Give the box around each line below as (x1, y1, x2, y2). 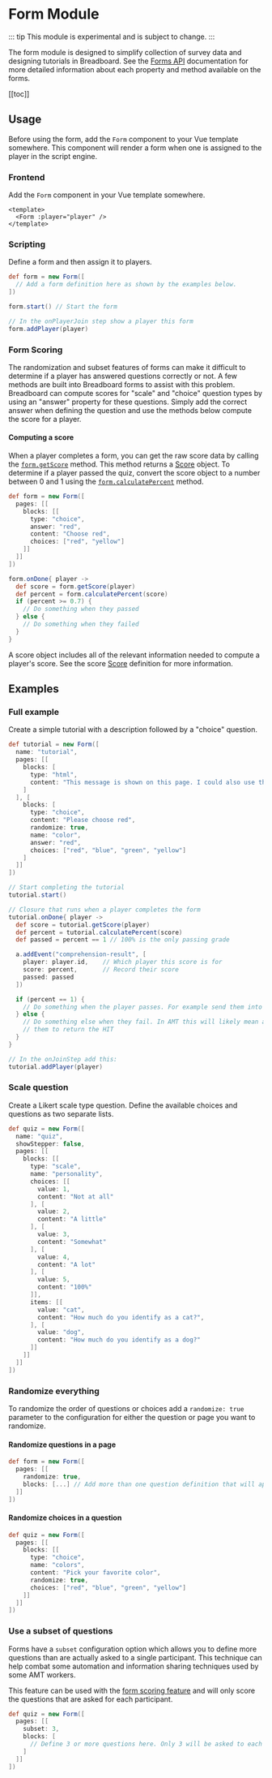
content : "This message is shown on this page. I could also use (29, 778, 255, 786)
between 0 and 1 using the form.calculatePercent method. (8, 476, 204, 487)
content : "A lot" (37, 1260, 96, 1268)
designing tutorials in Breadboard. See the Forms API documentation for (8, 56, 249, 66)
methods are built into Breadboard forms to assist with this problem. (8, 379, 236, 390)
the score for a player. (8, 414, 82, 424)
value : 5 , (37, 1276, 70, 1284)
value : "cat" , (37, 1306, 85, 1314)
